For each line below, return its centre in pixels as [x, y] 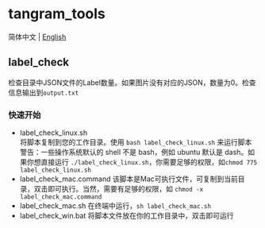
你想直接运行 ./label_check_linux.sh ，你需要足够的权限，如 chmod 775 [142, 162]
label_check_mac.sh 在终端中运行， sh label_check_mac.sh [115, 206]
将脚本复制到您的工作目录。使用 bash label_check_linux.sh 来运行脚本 [136, 142]
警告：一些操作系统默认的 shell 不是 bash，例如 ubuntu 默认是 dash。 [134, 153]
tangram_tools [57, 14]
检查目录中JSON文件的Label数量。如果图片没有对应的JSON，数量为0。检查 [132, 82]
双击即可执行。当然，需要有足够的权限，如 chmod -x [119, 189]
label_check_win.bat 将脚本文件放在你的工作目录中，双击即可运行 [127, 216]
